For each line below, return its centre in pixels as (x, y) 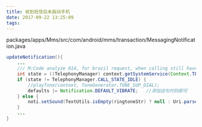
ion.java (16, 46)
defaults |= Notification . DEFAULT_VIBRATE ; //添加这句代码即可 (108, 90)
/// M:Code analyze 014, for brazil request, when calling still (101, 69)
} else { (28, 96)
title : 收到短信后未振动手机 (38, 12)
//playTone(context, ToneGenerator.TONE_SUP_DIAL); (94, 85)
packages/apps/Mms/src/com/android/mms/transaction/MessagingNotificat (101, 40)
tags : (13, 23)
